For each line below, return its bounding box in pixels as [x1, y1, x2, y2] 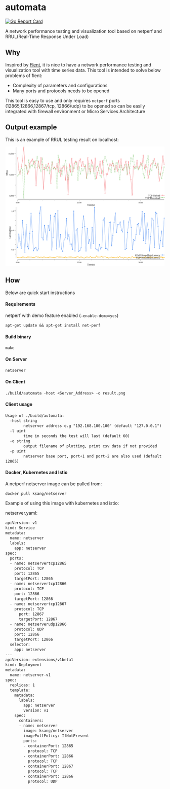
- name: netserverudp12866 [10, 622, 67, 627]
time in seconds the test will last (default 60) [23, 433, 130, 439]
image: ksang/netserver [23, 728, 73, 734]
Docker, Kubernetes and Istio [5, 470, 68, 476]
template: [10, 688, 30, 693]
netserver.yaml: [5, 510, 38, 516]
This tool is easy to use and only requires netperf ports [5, 97, 120, 103]
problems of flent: [5, 73, 42, 79]
